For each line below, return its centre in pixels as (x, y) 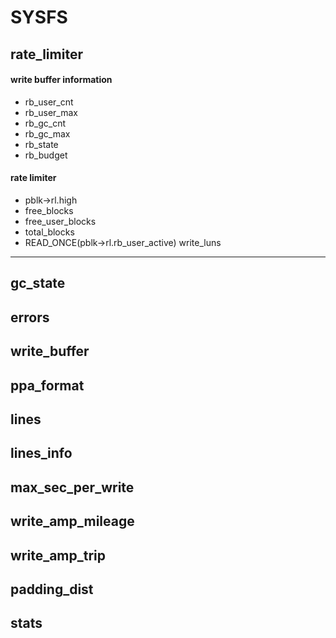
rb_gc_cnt (45, 123)
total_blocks (49, 232)
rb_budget (46, 155)
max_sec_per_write (72, 487)
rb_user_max (51, 112)
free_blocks (49, 210)
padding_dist (52, 589)
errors (30, 317)
